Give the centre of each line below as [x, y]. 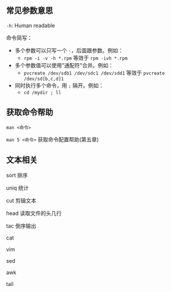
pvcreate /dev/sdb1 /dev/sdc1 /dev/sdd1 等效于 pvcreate [94, 73]
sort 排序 [17, 175]
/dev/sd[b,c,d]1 [44, 79]
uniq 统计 [18, 188]
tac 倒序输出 [21, 226]
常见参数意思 [30, 11]
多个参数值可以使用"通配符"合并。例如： [64, 65]
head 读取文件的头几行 [34, 213]
